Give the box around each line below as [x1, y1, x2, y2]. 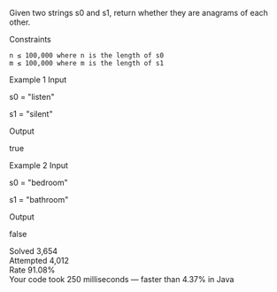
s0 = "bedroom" [9, 177, 68, 188]
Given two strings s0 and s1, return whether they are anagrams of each [9, 8, 268, 18]
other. [9, 17, 31, 27]
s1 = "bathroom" [9, 195, 69, 204]
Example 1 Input [9, 74, 67, 85]
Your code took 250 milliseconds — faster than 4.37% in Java [9, 274, 235, 284]
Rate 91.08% [9, 265, 56, 275]
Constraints [9, 35, 51, 44]
